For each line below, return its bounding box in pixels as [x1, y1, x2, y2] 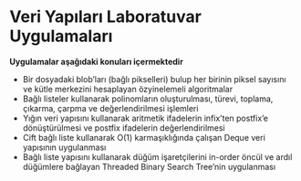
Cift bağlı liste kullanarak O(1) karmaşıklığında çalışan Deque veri [22, 132, 266, 143]
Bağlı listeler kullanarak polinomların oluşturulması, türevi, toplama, [22, 93, 274, 104]
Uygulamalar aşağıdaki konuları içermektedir [9, 56, 184, 67]
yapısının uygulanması [22, 142, 107, 153]
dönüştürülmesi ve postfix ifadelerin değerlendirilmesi [22, 122, 225, 133]
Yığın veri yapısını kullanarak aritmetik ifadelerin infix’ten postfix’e [22, 112, 269, 123]
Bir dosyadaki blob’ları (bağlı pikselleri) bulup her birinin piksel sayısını [22, 73, 286, 84]
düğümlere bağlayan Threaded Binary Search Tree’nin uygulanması [22, 161, 276, 172]
